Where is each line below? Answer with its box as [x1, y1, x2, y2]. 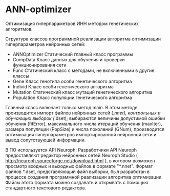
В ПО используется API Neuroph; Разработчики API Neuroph [5, 146, 137, 153]
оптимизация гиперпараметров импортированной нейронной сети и [5, 131, 157, 137]
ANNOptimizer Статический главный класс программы [12, 51, 133, 57]
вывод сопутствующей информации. [5, 137, 86, 143]
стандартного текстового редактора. [5, 185, 87, 191]
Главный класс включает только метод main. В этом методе [5, 104, 138, 110]
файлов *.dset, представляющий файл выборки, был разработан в [5, 168, 150, 175]
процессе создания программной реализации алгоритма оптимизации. [5, 174, 163, 180]
